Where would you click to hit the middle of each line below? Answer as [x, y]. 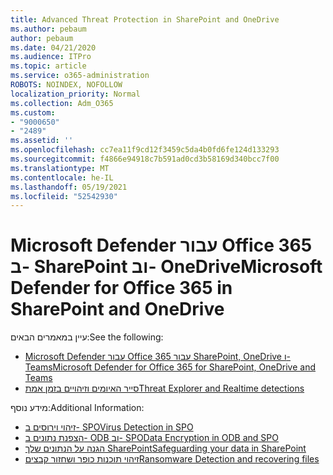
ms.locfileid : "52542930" [64, 196]
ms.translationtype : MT [60, 168]
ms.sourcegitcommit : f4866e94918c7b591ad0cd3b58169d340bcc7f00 [145, 159]
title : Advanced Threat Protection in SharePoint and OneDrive [145, 19]
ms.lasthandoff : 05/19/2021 [69, 187]
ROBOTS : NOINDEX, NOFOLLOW [66, 85]
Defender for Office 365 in [121, 288]
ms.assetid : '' [42, 141]
